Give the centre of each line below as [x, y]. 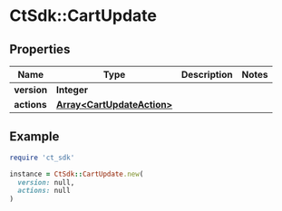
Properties [40, 49]
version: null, [46, 182]
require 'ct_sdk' [42, 158]
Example [34, 137]
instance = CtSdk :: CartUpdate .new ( [77, 174]
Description [207, 75]
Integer [72, 90]
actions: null [44, 191]
